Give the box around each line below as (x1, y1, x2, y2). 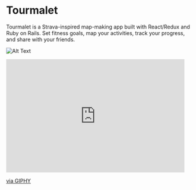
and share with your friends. (6, 36, 75, 43)
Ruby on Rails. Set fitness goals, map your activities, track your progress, (6, 29, 185, 36)
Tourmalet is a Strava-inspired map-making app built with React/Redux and (6, 23, 190, 30)
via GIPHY (6, 177, 31, 184)
